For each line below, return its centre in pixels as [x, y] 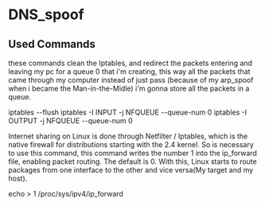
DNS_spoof [47, 15]
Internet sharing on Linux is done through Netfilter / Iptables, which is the [128, 136]
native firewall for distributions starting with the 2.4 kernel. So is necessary [131, 144]
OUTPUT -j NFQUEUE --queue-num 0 [70, 120]
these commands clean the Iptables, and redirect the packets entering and [131, 63]
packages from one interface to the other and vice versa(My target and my [131, 170]
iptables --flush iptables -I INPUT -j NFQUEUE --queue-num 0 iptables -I [128, 112]
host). [18, 178]
